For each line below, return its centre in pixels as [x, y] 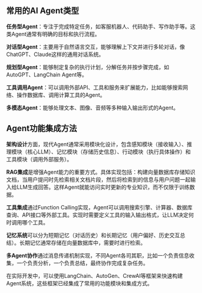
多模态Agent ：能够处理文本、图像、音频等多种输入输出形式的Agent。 [93, 108]
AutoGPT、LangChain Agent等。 [47, 75]
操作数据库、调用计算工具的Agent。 [61, 94]
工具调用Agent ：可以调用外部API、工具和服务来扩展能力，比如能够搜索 [95, 87]
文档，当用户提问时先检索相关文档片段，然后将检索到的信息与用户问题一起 [98, 179]
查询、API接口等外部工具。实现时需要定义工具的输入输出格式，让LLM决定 [97, 215]
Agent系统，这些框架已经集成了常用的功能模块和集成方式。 [80, 283]
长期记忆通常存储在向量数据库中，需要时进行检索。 [82, 242]
